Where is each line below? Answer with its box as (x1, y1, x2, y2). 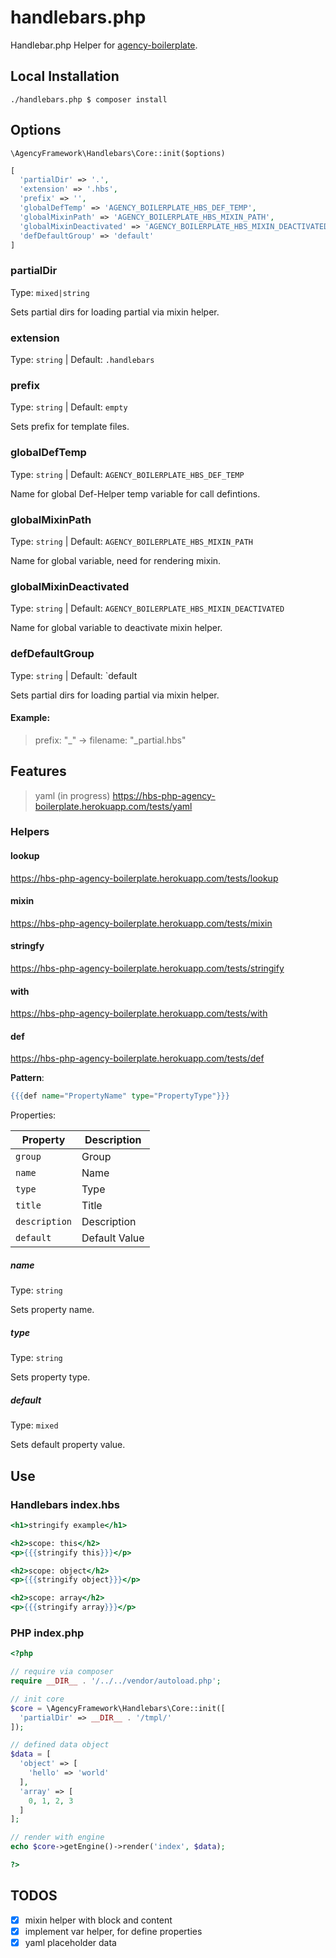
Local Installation (10, 68, 120, 85)
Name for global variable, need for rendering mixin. (10, 554, 222, 566)
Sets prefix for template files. (10, 421, 130, 433)
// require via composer (10, 1667, 114, 1677)
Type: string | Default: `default (10, 669, 138, 681)
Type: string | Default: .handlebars (10, 354, 155, 366)
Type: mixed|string (10, 286, 90, 298)
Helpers (10, 825, 50, 839)
